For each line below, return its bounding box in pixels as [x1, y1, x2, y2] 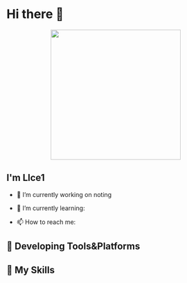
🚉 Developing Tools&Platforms [6, 241, 141, 252]
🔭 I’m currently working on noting [16, 190, 112, 198]
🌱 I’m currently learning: [16, 204, 85, 212]
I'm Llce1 [6, 172, 45, 184]
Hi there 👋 [6, 6, 64, 22]
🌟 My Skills [6, 264, 55, 276]
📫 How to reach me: [16, 218, 76, 226]
